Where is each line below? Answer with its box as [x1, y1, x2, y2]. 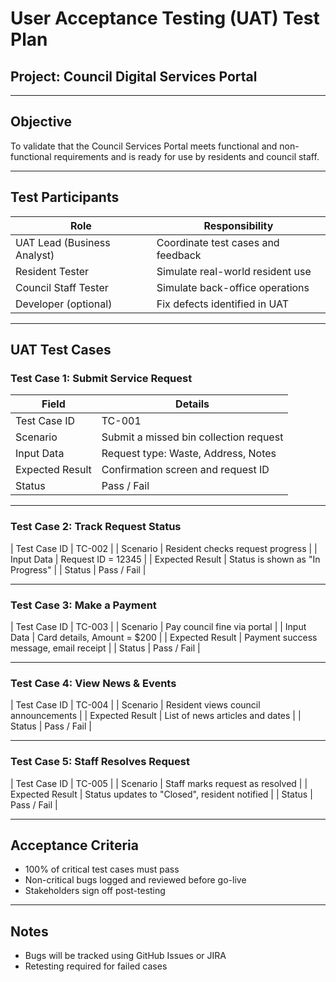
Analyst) [15, 248, 55, 262]
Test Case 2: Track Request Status [10, 520, 182, 534]
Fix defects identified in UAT [156, 297, 290, 311]
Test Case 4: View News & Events [10, 676, 177, 690]
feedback [156, 248, 202, 262]
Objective [10, 113, 73, 131]
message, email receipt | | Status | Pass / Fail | [10, 642, 201, 654]
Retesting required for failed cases [24, 960, 168, 972]
